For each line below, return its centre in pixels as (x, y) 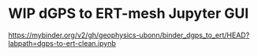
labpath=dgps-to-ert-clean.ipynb (62, 43)
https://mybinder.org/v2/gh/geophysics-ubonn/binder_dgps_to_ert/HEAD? (129, 35)
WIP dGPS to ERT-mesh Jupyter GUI (129, 14)
